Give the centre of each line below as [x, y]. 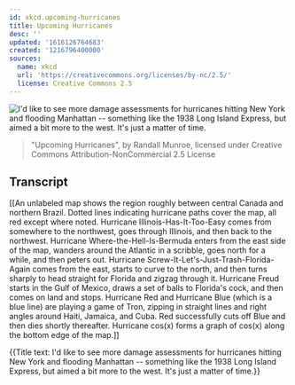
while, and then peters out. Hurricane [78, 260]
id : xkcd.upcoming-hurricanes [65, 17]
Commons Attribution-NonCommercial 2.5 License [123, 154]
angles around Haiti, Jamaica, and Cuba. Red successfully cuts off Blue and [147, 317]
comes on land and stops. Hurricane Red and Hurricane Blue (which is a [141, 297]
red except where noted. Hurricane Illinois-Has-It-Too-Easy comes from [140, 222]
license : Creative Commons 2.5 [75, 83]
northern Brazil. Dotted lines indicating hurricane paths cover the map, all [143, 213]
